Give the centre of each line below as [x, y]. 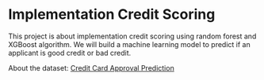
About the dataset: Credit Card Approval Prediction [91, 67]
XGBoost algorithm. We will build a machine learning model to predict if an [130, 44]
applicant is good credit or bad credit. [70, 53]
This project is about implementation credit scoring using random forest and [132, 36]
